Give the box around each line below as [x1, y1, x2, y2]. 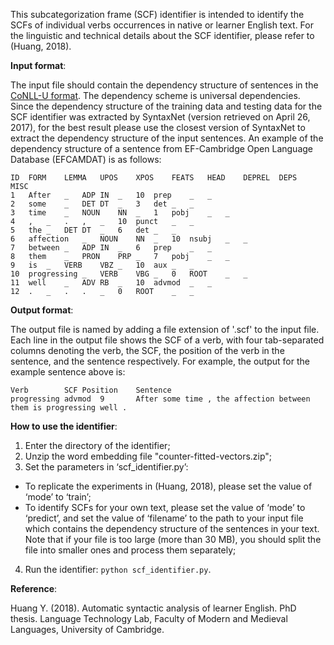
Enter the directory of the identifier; [24, 440, 171, 451]
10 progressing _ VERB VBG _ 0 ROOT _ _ [10, 269, 248, 279]
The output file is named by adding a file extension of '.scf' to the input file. [10, 324, 320, 335]
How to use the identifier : [10, 420, 118, 432]
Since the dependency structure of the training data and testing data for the [10, 100, 323, 112]
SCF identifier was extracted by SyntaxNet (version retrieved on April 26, [10, 111, 311, 123]
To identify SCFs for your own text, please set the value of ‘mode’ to [24, 502, 306, 513]
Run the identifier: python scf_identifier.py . [24, 564, 212, 575]
